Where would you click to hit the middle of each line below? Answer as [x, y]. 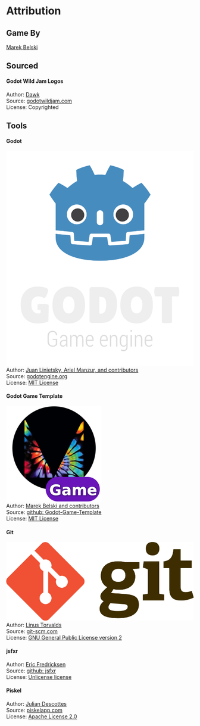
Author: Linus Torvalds [34, 625]
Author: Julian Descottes [37, 704]
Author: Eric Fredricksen [36, 664]
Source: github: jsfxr [31, 671]
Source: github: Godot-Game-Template [54, 512]
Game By [23, 33]
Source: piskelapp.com [34, 711]
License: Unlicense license [39, 677]
